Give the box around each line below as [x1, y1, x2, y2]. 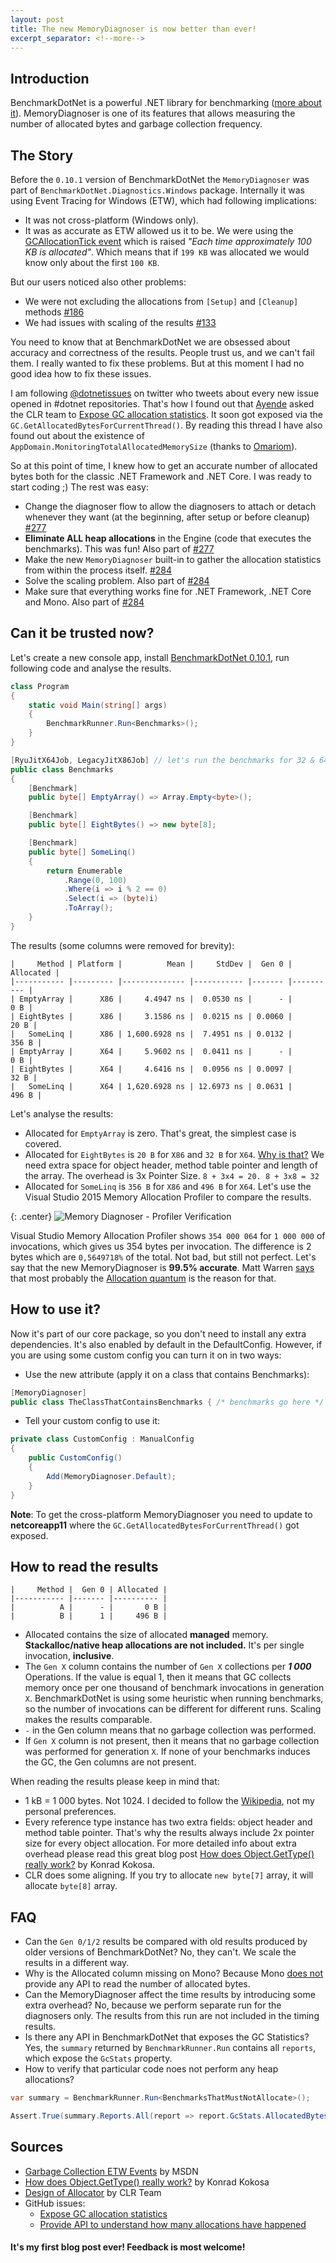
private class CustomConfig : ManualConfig [10, 1434, 195, 1445]
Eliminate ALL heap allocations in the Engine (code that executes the [24, 532, 312, 544]
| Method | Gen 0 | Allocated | [10, 1585, 168, 1595]
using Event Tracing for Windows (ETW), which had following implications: [10, 195, 317, 206]
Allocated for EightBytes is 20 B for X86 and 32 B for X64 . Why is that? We [24, 1148, 325, 1160]
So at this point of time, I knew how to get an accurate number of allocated [10, 460, 318, 471]
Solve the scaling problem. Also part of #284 [24, 575, 210, 586]
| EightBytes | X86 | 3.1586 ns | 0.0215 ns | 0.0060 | [10, 1011, 293, 1021]
